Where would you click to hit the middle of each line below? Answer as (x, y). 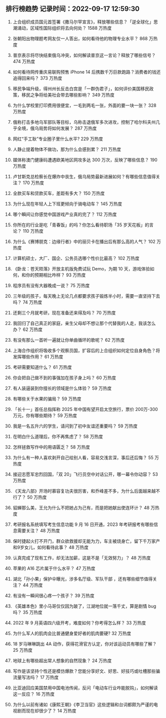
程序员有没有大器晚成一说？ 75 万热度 (51, 285)
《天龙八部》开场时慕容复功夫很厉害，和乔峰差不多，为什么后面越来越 (84, 491)
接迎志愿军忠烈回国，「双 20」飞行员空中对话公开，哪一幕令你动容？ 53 (85, 474)
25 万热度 (22, 650)
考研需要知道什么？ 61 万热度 (42, 367)
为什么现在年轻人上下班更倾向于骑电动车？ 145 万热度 (67, 204)
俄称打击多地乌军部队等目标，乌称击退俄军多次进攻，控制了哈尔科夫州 (84, 122)
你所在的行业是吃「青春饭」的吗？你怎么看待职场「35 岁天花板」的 (81, 225)
